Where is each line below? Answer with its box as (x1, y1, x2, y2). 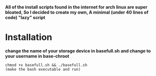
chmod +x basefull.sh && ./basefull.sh (5, 62, 88, 68)
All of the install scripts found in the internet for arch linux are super (5, 4, 148, 10)
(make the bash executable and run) (5, 67, 81, 72)
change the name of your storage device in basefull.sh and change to (5, 48, 151, 53)
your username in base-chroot (5, 53, 69, 59)
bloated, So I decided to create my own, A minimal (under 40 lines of (5, 9, 149, 15)
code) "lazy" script (5, 15, 46, 20)
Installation (5, 32, 52, 43)
